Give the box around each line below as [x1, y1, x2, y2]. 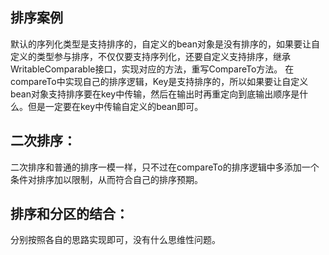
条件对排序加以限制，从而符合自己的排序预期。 [10, 173, 203, 185]
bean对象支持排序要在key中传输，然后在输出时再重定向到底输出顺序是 [10, 88, 300, 100]
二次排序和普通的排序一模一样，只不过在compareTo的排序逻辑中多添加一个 [10, 161, 320, 173]
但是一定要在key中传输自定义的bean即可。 [27, 100, 204, 112]
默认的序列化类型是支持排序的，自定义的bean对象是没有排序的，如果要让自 [10, 38, 321, 50]
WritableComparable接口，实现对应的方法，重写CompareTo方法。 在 [10, 63, 295, 75]
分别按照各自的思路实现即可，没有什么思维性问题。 [10, 234, 221, 246]
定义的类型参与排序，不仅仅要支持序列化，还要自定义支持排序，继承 [10, 50, 291, 62]
